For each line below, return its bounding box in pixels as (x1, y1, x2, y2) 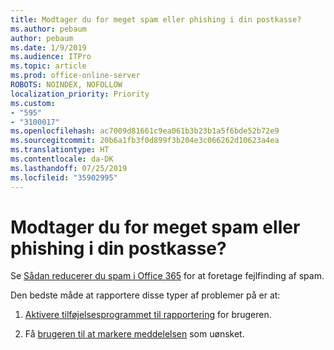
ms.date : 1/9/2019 (10, 42, 87, 53)
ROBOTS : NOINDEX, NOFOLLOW (10, 80, 123, 90)
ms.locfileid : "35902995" (10, 172, 118, 183)
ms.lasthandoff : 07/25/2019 (10, 163, 128, 173)
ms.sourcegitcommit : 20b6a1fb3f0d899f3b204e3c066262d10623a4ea (10, 136, 280, 146)
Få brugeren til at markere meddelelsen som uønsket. (24, 328, 245, 340)
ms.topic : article (10, 61, 87, 71)
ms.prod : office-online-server (10, 71, 141, 81)
